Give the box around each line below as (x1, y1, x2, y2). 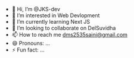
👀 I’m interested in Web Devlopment (11, 12, 100, 19)
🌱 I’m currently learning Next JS (11, 18, 91, 25)
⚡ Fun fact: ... (11, 46, 45, 53)
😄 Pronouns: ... (11, 40, 51, 47)
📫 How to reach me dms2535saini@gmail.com (11, 31, 128, 38)
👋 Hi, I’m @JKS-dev (11, 6, 61, 12)
